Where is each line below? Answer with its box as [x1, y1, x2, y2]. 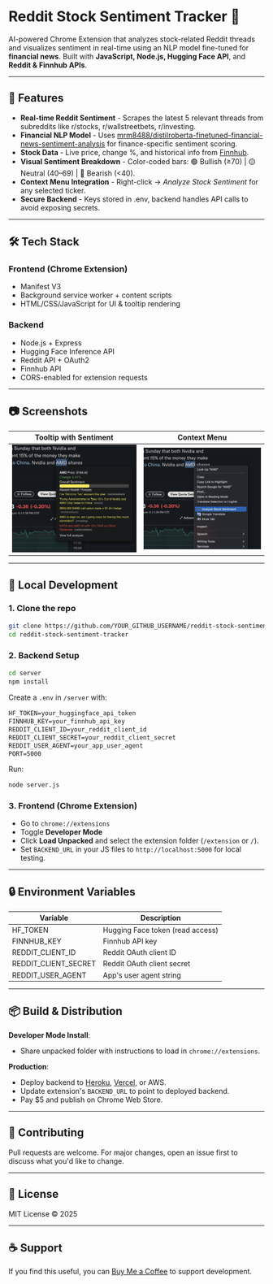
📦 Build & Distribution [8, 1004, 123, 1018]
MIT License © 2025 [8, 1208, 78, 1218]
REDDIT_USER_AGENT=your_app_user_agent [8, 741, 144, 750]
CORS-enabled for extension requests [19, 372, 148, 382]
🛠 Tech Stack [8, 235, 80, 249]
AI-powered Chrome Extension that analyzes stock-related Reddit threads [8, 34, 256, 44]
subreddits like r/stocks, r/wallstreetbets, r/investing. [19, 121, 197, 131]
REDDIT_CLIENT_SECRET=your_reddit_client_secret [8, 733, 176, 742]
